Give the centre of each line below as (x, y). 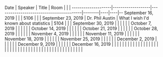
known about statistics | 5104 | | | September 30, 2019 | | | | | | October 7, (78, 23)
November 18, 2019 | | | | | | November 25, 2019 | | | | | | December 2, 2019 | (81, 39)
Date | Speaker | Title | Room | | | (38, 8)
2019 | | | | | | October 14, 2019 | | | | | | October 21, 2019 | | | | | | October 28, (81, 28)
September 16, (139, 13)
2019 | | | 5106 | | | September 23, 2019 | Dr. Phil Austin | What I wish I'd (77, 18)
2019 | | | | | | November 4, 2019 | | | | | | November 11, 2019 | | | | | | (72, 34)
